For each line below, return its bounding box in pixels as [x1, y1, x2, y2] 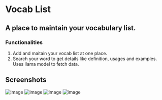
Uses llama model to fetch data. [12, 61, 79, 67]
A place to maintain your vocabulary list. [5, 24, 136, 32]
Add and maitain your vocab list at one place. [12, 50, 108, 56]
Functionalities [5, 39, 43, 46]
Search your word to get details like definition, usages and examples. [12, 56, 157, 62]
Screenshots [5, 76, 47, 84]
